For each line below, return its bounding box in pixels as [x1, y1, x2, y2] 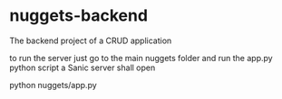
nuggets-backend [9, 5, 148, 26]
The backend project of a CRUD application [9, 35, 172, 46]
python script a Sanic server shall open [9, 62, 156, 73]
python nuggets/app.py [9, 79, 97, 90]
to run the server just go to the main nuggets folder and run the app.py [9, 52, 274, 63]
